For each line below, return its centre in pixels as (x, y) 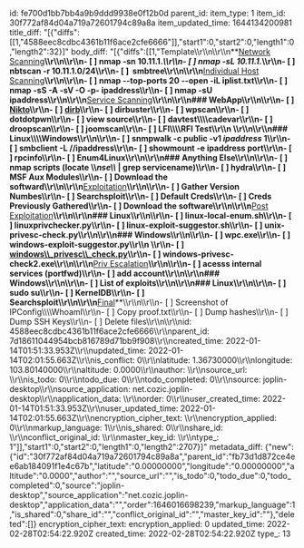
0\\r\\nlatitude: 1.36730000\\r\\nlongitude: (215, 360)
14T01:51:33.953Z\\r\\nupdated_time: (78, 350)
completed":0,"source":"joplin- (67, 485)
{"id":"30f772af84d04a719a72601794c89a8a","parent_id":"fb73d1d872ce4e (152, 456)
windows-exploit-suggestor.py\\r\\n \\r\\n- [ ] (97, 245)
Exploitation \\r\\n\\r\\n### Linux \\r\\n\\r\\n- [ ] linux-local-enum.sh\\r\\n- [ (151, 215)
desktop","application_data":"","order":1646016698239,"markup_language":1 (152, 504)
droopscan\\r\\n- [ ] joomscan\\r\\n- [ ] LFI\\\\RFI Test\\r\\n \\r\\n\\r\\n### (149, 129)
